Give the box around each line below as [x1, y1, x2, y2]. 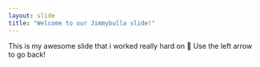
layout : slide [8, 11, 56, 20]
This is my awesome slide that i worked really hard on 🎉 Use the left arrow [8, 41, 253, 50]
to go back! [8, 49, 46, 59]
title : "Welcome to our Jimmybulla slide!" [8, 19, 156, 27]
